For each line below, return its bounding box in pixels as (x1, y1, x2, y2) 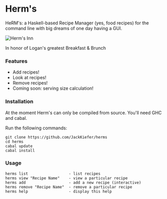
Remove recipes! (12, 80, 48, 86)
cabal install (5, 148, 35, 153)
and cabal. (5, 115, 27, 121)
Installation (5, 98, 34, 105)
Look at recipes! (12, 75, 47, 81)
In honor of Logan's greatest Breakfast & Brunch (5, 45, 106, 51)
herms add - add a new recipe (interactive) (5, 180, 142, 185)
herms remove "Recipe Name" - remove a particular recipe (5, 184, 133, 189)
